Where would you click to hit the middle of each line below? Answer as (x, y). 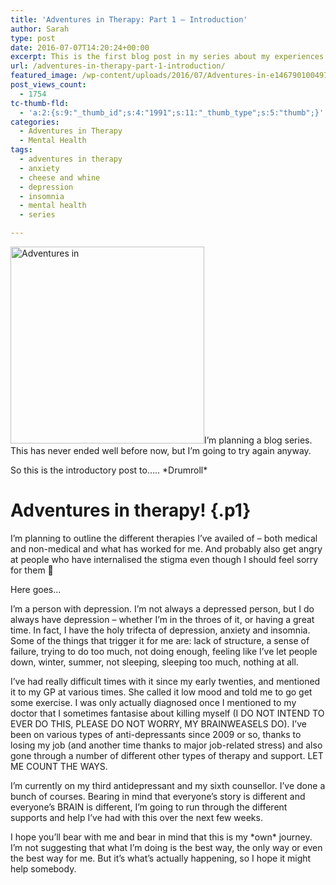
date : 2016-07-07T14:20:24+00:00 (80, 47)
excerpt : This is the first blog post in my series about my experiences (167, 57)
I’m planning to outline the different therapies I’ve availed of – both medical (164, 538)
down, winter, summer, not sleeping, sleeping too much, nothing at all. (154, 662)
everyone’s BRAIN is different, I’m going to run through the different (149, 807)
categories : (35, 122)
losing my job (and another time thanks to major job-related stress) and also (166, 745)
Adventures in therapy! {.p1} (131, 510)
